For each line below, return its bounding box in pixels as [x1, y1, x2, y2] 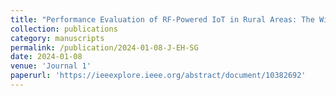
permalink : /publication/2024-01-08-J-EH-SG [10, 42, 199, 53]
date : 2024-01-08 [10, 52, 83, 62]
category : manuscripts [10, 33, 105, 43]
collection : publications [10, 24, 118, 34]
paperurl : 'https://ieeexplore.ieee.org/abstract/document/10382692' [10, 71, 307, 81]
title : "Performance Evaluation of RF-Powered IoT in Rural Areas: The [10, 14, 315, 25]
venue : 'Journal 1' [10, 61, 92, 71]
